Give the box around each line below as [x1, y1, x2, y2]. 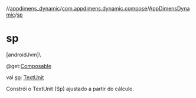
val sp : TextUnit [6, 73, 44, 81]
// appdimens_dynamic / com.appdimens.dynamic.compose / [6, 5, 149, 12]
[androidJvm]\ [6, 51, 41, 58]
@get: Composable [6, 62, 52, 69]
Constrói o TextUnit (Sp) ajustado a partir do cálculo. [6, 85, 135, 92]
